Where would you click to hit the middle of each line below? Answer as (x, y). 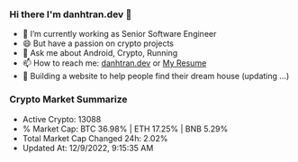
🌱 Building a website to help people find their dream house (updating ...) (156, 76)
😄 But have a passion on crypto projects (98, 43)
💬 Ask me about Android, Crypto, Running (100, 53)
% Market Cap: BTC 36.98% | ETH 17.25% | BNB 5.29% (125, 129)
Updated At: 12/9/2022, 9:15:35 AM (88, 148)
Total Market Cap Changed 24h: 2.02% (95, 138)
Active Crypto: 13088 (62, 119)
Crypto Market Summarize (68, 100)
